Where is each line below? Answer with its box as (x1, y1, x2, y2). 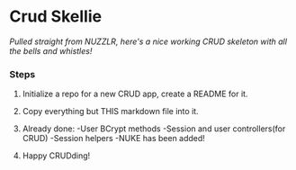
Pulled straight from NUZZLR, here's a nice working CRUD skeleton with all (9, 36, 288, 47)
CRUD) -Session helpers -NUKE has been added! (22, 133, 205, 144)
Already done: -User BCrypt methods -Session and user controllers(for (22, 123, 286, 134)
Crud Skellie (9, 6, 102, 27)
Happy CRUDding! (22, 150, 91, 161)
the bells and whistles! (9, 45, 93, 56)
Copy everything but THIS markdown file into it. (22, 106, 200, 117)
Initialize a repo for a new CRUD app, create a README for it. (22, 88, 248, 100)
